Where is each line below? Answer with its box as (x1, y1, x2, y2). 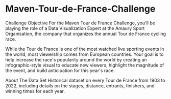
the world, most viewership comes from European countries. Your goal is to (5, 51, 164, 57)
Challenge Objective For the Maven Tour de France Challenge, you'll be (5, 20, 156, 26)
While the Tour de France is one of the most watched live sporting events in (5, 46, 164, 52)
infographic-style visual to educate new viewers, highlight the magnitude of (5, 62, 164, 68)
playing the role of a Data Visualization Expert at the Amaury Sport (5, 25, 145, 31)
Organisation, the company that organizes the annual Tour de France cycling (5, 30, 166, 37)
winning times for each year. (5, 88, 65, 94)
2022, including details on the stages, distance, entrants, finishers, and (5, 82, 155, 89)
